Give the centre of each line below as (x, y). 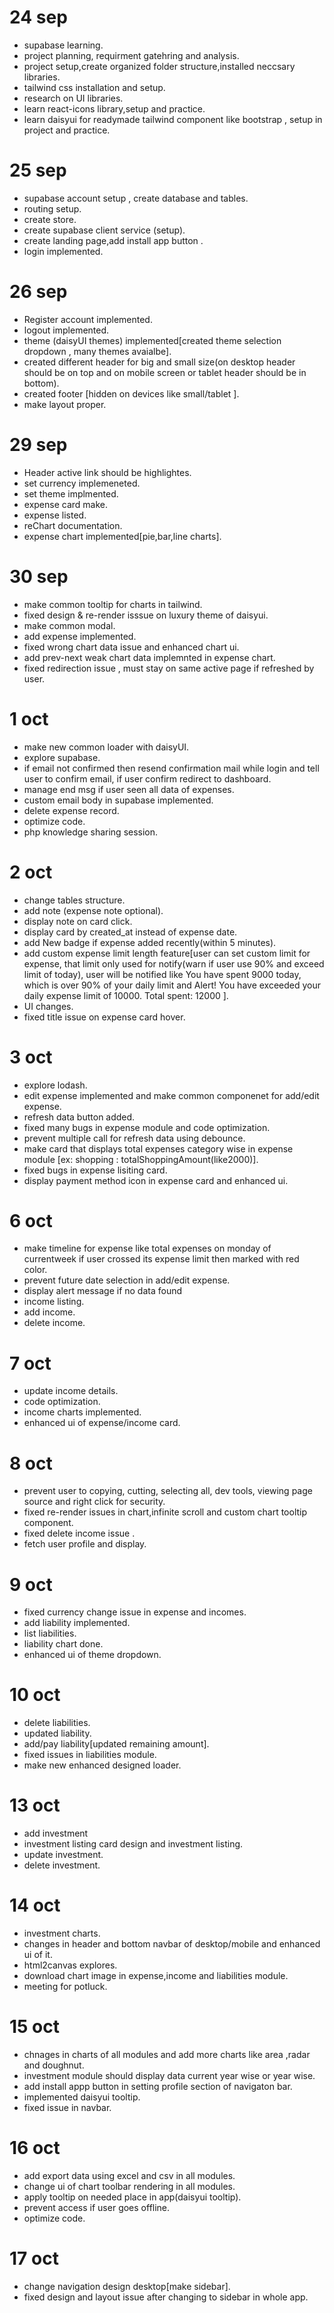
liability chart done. (63, 1644)
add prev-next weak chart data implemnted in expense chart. (149, 657)
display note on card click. (78, 921)
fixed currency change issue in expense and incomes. (135, 1612)
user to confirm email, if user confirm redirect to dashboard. (147, 778)
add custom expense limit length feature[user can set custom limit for (167, 953)
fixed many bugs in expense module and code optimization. (147, 1127)
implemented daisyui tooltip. (82, 2097)
